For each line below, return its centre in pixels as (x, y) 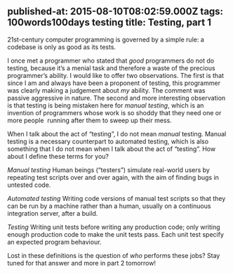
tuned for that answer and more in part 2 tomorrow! (82, 263)
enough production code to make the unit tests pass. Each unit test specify (116, 234)
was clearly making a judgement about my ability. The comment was (106, 90)
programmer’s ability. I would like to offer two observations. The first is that (116, 75)
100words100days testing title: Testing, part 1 (109, 23)
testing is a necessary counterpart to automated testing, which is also (108, 141)
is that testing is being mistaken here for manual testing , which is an (106, 105)
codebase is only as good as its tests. (62, 47)
